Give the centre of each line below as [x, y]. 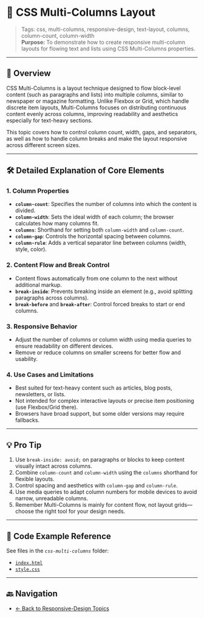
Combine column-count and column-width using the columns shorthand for [106, 473]
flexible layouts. [35, 479]
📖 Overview [29, 73]
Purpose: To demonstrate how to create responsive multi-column [103, 42]
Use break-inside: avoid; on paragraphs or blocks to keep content [100, 460]
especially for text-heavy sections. [49, 120]
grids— [183, 505]
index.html [29, 563]
